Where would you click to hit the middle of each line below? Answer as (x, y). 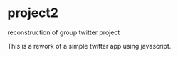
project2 (33, 13)
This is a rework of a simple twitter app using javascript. (89, 46)
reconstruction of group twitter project (64, 32)
